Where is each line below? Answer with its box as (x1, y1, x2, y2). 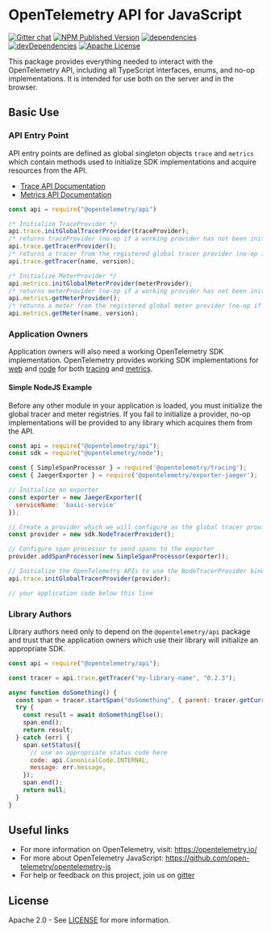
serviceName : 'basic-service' (15, 500, 117, 509)
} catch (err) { (15, 733, 70, 742)
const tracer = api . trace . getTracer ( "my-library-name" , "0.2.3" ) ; (8, 674, 236, 682)
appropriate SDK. (8, 643, 66, 653)
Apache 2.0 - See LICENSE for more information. (8, 915, 171, 925)
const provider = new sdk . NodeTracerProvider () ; (8, 530, 175, 538)
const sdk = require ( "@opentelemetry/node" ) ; (8, 450, 164, 458)
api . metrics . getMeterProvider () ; (8, 295, 121, 303)
